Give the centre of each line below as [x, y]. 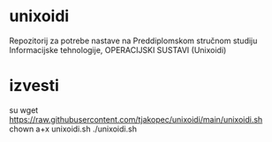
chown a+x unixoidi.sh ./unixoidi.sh [73, 129]
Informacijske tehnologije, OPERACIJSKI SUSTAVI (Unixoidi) [118, 49]
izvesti [34, 86]
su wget [24, 110]
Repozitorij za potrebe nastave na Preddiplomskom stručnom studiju [133, 41]
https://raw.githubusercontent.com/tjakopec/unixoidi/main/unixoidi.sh [136, 119]
